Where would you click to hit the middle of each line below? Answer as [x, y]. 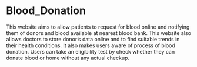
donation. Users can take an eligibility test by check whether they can [91, 51]
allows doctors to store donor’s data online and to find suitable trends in [93, 39]
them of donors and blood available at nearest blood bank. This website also [98, 33]
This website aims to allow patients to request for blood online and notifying [98, 27]
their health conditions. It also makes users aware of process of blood [91, 45]
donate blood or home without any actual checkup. [68, 58]
